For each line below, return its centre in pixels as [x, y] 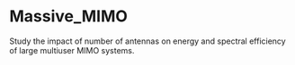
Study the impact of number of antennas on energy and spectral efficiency [147, 41]
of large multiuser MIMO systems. [72, 50]
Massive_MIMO [69, 16]
